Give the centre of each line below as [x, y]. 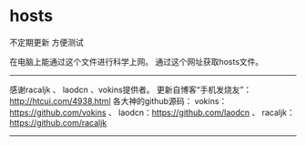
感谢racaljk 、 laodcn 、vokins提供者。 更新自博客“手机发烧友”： [131, 89]
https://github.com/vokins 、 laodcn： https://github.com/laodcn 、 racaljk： [152, 112]
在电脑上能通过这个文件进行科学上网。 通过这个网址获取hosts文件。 [137, 61]
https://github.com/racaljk [58, 122]
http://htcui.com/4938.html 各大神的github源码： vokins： [118, 100]
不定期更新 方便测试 [46, 42]
